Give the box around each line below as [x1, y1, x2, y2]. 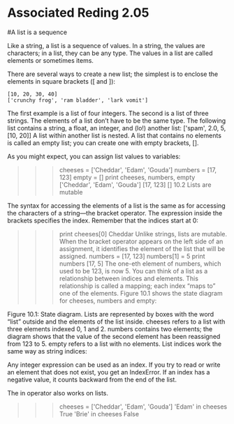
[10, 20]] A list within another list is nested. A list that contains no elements [7, 131, 222, 139]
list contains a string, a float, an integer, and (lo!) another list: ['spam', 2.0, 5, [7, 123, 226, 132]
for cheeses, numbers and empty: [59, 296, 157, 305]
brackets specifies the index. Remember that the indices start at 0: [7, 216, 199, 225]
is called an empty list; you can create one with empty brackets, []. [7, 138, 199, 147]
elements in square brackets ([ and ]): [7, 77, 116, 85]
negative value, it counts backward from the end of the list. [7, 375, 177, 384]
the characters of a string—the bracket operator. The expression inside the [7, 209, 223, 217]
